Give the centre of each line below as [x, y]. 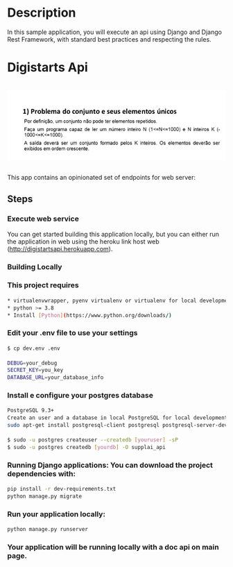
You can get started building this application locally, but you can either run [113, 234]
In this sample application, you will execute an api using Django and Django [114, 32]
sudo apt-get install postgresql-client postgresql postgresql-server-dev [118, 425]
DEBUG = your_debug [32, 363]
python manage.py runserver [48, 530]
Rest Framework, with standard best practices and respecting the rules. [109, 39]
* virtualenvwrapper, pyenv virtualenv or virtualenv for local [102, 301]
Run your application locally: [57, 514]
